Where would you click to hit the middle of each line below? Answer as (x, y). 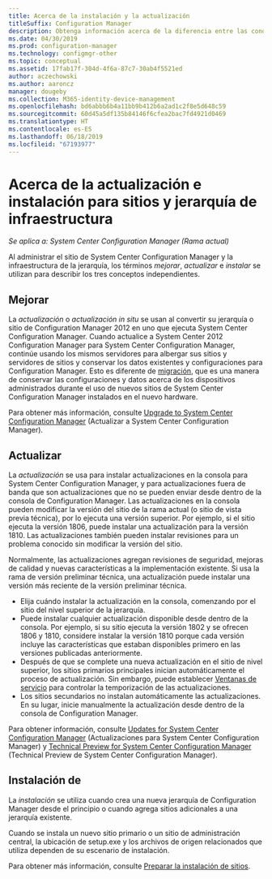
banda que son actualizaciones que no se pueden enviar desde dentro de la (135, 493)
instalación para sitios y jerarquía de (133, 202)
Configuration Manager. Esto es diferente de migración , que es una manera (134, 371)
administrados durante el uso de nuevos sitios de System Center (116, 388)
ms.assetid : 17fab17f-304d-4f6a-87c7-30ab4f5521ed (96, 69)
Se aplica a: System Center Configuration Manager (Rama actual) (119, 241)
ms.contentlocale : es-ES (50, 129)
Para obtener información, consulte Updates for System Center (114, 729)
